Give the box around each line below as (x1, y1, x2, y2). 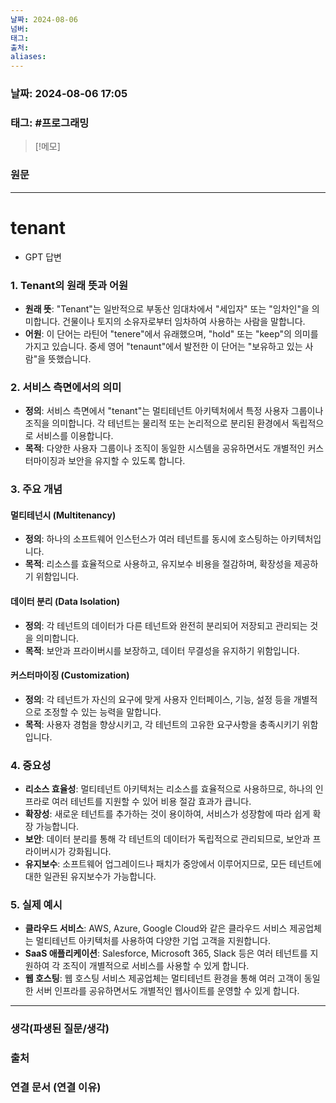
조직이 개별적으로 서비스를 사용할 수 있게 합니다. (62, 960, 250, 972)
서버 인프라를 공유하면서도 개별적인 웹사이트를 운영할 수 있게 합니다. (35, 985, 300, 997)
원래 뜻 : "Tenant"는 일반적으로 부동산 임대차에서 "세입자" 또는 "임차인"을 (24, 302, 310, 315)
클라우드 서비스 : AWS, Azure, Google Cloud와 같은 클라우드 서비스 (24, 922, 288, 935)
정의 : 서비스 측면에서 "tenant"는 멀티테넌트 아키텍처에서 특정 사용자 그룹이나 (24, 405, 324, 417)
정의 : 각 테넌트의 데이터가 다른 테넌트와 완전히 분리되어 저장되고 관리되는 (24, 619, 308, 631)
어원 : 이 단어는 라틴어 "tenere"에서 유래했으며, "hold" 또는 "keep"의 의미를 (24, 327, 319, 340)
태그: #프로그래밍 (10, 116, 90, 130)
